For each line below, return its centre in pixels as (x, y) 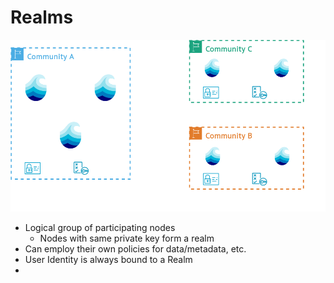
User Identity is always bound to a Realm (108, 260)
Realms (42, 17)
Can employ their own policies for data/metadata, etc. (135, 249)
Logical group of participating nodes (100, 228)
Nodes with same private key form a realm (127, 238)
